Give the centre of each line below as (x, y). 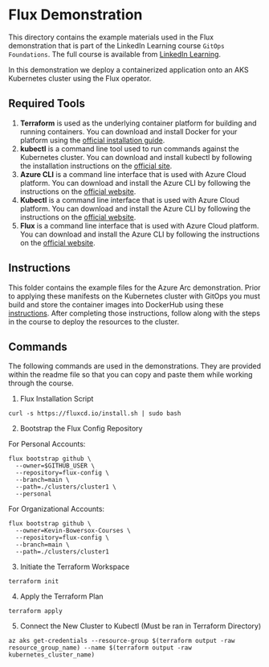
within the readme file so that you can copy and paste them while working (130, 375)
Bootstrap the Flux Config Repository (81, 429)
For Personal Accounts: (47, 444)
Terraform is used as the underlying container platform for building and (138, 123)
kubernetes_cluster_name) (51, 655)
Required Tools (47, 103)
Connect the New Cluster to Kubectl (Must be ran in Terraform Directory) (141, 626)
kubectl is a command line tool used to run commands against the (129, 148)
